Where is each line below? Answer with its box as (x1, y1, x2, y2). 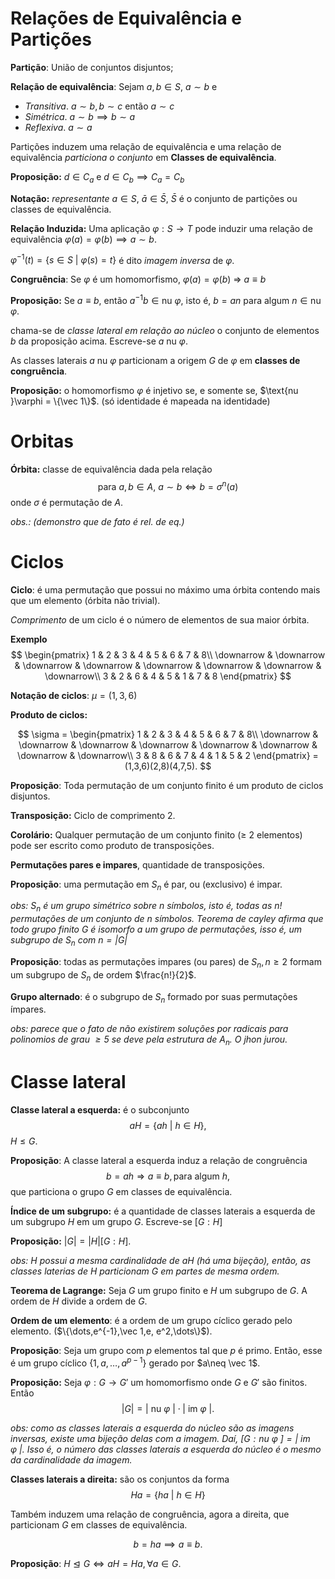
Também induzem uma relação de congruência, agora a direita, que (10, 1508, 290, 1520)
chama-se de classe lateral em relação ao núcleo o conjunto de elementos (10, 325, 320, 337)
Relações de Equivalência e (10, 7, 242, 30)
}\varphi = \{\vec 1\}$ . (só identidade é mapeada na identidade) (10, 395, 271, 407)
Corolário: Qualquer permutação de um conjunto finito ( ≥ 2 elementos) (10, 828, 303, 841)
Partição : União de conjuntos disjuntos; (10, 61, 174, 73)
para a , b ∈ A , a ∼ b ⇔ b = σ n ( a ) (97, 478, 239, 492)
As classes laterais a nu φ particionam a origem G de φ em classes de (10, 355, 301, 367)
